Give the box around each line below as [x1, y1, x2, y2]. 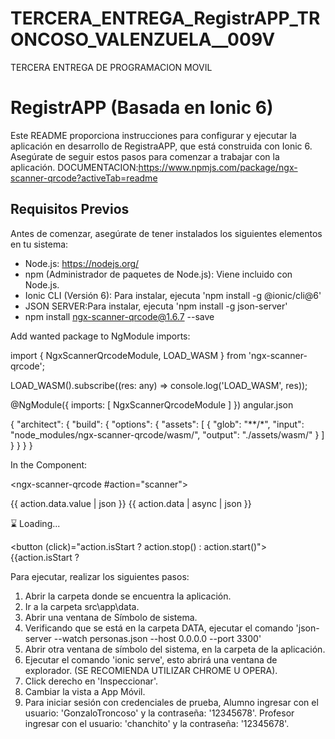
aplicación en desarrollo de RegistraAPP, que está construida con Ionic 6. [10, 140, 313, 152]
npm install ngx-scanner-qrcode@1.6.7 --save [24, 310, 215, 322]
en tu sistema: [10, 238, 69, 250]
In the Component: [10, 458, 88, 471]
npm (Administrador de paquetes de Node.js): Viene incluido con [24, 268, 293, 280]
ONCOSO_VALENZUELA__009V [10, 28, 276, 51]
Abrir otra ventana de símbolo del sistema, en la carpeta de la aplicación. [24, 643, 326, 655]
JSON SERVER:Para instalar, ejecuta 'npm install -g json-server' [24, 300, 288, 312]
